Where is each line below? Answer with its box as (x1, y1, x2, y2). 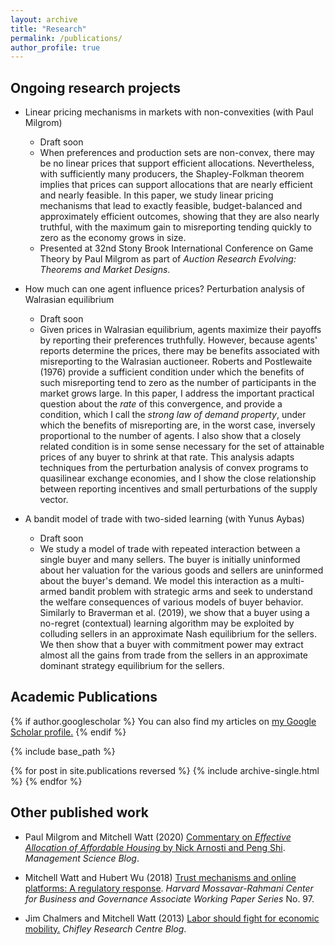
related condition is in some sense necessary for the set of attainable (39, 441, 325, 453)
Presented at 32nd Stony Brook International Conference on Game (39, 242, 314, 255)
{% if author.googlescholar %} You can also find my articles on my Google (10, 715, 317, 727)
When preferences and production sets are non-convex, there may (39, 147, 315, 159)
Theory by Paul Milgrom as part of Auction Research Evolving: (39, 253, 297, 265)
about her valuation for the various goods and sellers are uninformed (39, 564, 324, 576)
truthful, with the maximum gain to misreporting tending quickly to (39, 221, 312, 233)
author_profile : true (10, 42, 101, 53)
